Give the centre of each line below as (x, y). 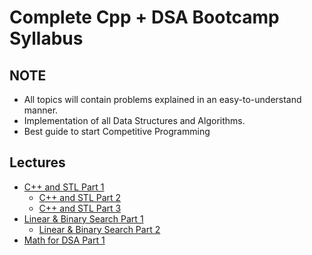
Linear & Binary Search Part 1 (83, 218)
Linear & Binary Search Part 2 (99, 229)
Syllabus (46, 38)
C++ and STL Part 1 (64, 187)
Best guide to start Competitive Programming (117, 131)
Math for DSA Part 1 (64, 240)
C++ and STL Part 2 (80, 197)
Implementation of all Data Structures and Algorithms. (134, 120)
